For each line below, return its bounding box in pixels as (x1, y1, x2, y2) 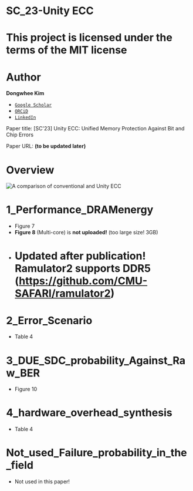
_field (6, 459, 34, 472)
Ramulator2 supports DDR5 (14, 262, 151, 275)
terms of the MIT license (6, 43, 127, 57)
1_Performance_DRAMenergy (6, 203, 154, 217)
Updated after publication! (14, 250, 146, 263)
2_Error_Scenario (6, 314, 93, 327)
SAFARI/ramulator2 (14, 287, 111, 300)
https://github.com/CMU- (18, 274, 148, 288)
